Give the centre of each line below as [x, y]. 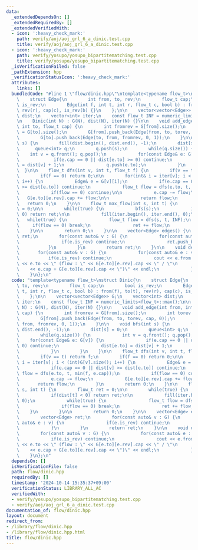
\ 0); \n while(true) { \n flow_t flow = [100, 401]
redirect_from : [25, 521]
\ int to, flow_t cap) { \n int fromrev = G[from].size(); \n [101, 127]
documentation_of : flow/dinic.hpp [49, 511]
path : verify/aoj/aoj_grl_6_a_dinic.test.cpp [74, 39]
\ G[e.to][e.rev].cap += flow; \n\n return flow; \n [97, 198]
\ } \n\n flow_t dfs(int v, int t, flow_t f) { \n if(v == [103, 171]
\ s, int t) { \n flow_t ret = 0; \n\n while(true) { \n [103, 390]
